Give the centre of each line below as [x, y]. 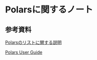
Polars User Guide [24, 52]
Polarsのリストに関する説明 [34, 42]
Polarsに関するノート [49, 10]
